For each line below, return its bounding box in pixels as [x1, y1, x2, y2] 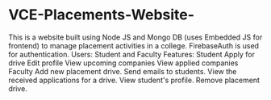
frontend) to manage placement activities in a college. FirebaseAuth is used [8, 40, 260, 50]
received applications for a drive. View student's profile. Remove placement [8, 75, 261, 85]
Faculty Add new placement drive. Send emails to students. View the [8, 66, 237, 76]
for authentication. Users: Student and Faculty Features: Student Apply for [8, 49, 256, 59]
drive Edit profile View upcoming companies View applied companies [8, 58, 239, 68]
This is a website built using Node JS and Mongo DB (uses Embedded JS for [8, 32, 263, 42]
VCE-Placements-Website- [8, 6, 195, 24]
